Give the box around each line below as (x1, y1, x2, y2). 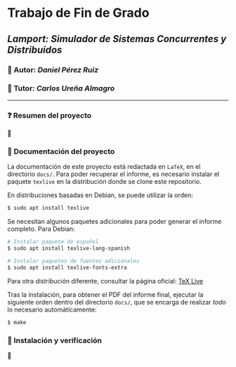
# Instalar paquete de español (7, 239, 99, 246)
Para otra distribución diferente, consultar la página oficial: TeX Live (7, 276, 204, 285)
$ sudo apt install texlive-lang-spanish (7, 245, 131, 252)
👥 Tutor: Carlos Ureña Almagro (7, 84, 115, 93)
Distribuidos (7, 44, 63, 55)
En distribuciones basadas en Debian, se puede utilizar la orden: (7, 191, 193, 199)
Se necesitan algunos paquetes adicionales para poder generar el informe (7, 218, 222, 226)
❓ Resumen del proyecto (7, 110, 92, 120)
